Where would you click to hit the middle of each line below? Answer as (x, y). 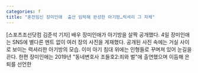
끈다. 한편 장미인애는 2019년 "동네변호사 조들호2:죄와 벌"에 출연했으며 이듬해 (95, 57)
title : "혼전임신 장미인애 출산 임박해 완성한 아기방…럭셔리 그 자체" (81, 17)
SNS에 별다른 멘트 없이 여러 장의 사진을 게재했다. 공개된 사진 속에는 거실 (95, 42)
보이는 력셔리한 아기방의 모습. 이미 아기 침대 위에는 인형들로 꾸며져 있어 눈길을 (102, 49)
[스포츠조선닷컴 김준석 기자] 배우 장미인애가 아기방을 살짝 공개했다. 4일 (88, 34)
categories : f (24, 11)
